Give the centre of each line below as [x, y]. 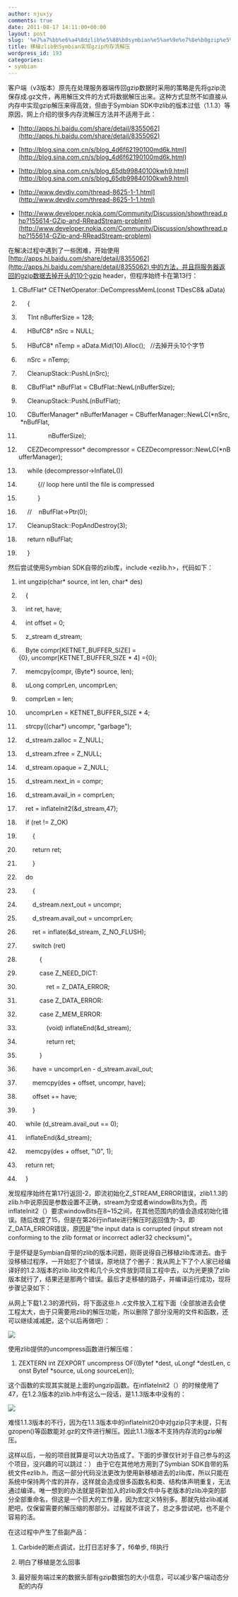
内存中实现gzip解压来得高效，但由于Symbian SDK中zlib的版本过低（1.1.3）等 [119, 105]
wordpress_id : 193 [35, 54]
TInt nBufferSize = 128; [60, 317]
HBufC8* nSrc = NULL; [61, 330]
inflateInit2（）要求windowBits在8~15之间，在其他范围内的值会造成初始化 [115, 1211]
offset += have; [54, 1096]
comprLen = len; [49, 698]
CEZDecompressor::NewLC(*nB [184, 449]
